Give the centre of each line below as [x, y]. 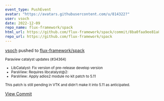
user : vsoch [17, 18]
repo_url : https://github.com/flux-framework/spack [59, 37]
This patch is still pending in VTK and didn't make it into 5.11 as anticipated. [68, 85]
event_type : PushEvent [28, 9]
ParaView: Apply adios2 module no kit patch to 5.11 [53, 76]
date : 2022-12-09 [23, 23]
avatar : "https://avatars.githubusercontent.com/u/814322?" [68, 14]
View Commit [19, 94]
